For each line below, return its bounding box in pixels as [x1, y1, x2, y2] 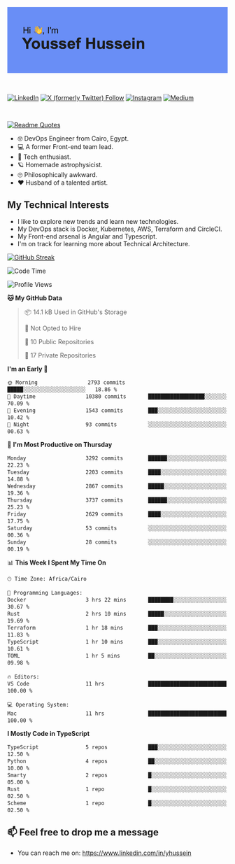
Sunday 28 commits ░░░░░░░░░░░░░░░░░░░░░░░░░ [7, 539, 227, 546]
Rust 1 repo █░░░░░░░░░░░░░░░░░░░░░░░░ [7, 786, 227, 793]
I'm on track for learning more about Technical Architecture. [17, 240, 190, 248]
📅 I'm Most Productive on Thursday [7, 441, 113, 448]
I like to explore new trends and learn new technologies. [17, 218, 179, 225]
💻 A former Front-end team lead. [17, 143, 114, 151]
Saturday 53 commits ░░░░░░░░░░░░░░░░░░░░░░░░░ [7, 525, 227, 532]
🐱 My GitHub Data [7, 294, 63, 302]
